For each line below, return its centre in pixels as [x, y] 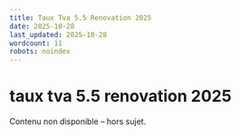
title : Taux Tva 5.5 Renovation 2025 [81, 18]
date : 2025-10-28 [42, 26]
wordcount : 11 [36, 43]
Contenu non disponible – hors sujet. [78, 121]
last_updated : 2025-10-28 [58, 34]
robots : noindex [40, 52]
